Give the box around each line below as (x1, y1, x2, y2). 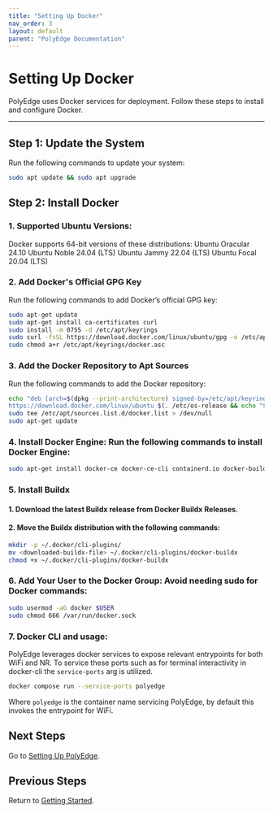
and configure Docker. (8, 105, 84, 115)
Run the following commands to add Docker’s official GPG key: (8, 294, 218, 305)
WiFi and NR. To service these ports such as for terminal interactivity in (8, 658, 246, 667)
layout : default (8, 27, 63, 35)
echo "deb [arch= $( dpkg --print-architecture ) (8, 394, 169, 402)
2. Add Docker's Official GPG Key (8, 276, 142, 288)
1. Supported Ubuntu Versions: (8, 220, 132, 232)
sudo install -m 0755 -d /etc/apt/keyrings (8, 326, 158, 334)
